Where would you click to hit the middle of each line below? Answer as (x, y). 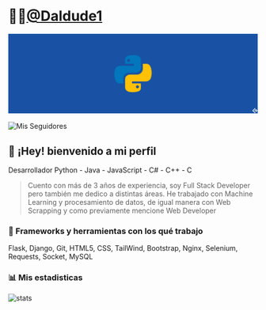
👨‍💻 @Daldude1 (55, 16)
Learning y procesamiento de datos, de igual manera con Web (129, 202)
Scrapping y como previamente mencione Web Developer (122, 211)
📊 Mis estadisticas (46, 278)
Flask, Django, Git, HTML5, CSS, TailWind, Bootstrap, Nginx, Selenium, (123, 248)
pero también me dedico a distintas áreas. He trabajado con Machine (140, 194)
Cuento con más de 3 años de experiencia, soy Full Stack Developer (139, 186)
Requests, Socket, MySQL (51, 257)
